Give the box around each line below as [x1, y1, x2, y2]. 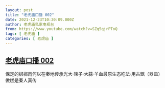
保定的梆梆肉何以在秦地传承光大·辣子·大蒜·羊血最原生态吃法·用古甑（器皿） [5, 71, 163, 77]
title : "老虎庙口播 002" [5, 12, 55, 17]
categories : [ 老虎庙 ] [5, 36, 54, 41]
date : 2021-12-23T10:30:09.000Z [5, 17, 74, 22]
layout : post [5, 7, 33, 13]
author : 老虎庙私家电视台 [5, 21, 55, 27]
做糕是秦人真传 [5, 77, 37, 83]
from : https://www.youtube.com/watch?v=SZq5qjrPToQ [5, 27, 117, 32]
